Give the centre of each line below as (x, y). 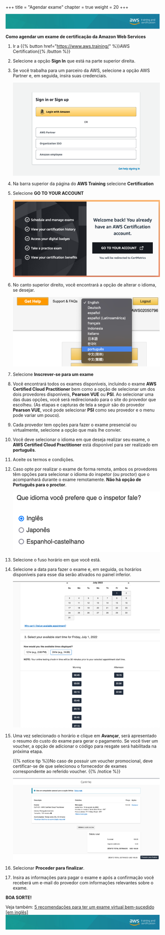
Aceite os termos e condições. (44, 460)
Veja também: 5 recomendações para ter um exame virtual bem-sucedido (80, 907)
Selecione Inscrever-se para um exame (53, 374)
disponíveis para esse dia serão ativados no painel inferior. (72, 575)
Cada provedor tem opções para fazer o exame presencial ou (74, 425)
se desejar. (24, 290)
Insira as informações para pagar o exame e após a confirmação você (83, 877)
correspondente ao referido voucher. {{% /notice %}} (67, 772)
